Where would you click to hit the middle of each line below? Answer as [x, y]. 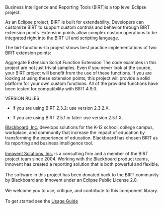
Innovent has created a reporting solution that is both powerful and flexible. [82, 164]
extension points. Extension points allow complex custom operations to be [81, 33]
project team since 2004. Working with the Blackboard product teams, [77, 159]
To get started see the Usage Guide [41, 201]
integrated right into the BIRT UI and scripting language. [62, 38]
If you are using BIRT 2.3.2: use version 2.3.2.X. [61, 108]
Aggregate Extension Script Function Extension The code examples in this [81, 62]
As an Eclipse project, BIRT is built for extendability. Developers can [75, 22]
